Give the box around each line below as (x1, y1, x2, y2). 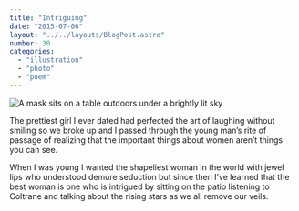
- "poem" (17, 73, 51, 82)
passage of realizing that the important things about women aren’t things (9, 134, 284, 146)
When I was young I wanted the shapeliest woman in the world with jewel (9, 161, 284, 173)
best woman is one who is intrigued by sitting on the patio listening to (9, 181, 271, 192)
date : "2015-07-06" (9, 22, 84, 31)
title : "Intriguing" (9, 13, 88, 23)
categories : (9, 47, 55, 56)
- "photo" (17, 65, 55, 74)
